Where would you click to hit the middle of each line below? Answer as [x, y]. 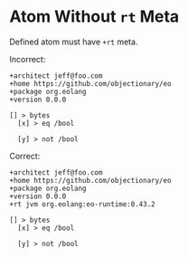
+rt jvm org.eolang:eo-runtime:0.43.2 [82, 204]
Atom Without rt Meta [94, 17]
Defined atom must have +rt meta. [74, 42]
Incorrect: [28, 59]
